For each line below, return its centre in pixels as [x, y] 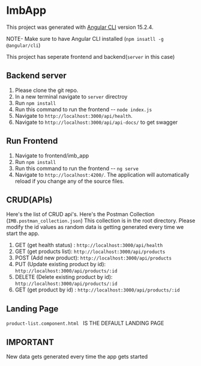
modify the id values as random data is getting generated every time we [95, 227]
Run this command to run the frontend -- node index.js [83, 109]
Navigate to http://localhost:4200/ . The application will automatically [102, 174]
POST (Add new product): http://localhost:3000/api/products [93, 258]
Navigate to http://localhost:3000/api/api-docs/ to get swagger [96, 122]
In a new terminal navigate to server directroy [71, 96]
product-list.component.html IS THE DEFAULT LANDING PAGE [85, 323]
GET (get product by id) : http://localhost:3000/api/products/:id [97, 290]
